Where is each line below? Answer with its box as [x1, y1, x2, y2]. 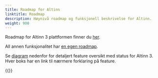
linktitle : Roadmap [5, 12, 45, 17]
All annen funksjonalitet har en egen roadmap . [5, 43, 98, 49]
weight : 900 [5, 20, 29, 26]
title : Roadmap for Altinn [5, 7, 60, 12]
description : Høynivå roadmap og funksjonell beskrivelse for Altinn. [5, 16, 152, 21]
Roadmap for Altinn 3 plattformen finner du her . [5, 34, 101, 40]
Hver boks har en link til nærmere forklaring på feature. [5, 58, 116, 64]
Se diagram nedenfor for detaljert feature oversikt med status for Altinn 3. [5, 53, 153, 59]
